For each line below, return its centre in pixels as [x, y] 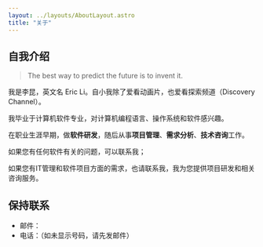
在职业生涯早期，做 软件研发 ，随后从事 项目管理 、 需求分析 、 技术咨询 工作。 [128, 135]
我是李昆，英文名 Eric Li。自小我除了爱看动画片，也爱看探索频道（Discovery [131, 92]
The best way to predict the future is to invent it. [105, 76]
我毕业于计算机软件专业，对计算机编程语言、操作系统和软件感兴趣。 [118, 118]
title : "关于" [30, 23]
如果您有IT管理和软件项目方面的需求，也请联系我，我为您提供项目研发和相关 [131, 169]
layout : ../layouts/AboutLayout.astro [71, 15]
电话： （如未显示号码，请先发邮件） [76, 235]
